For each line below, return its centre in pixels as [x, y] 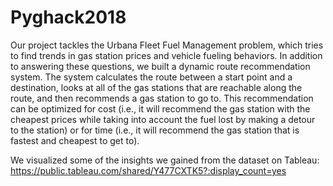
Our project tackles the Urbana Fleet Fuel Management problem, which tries [167, 45]
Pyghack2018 [68, 17]
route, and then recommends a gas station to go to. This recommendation [162, 98]
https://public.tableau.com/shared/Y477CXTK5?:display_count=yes [148, 170]
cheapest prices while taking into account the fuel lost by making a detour [163, 119]
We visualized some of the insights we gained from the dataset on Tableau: [165, 160]
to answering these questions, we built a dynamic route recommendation [160, 66]
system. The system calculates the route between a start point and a [151, 77]
